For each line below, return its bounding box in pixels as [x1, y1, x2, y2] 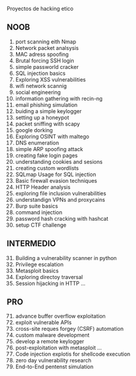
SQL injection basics [15, 70, 66, 77]
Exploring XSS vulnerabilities [15, 76, 86, 83]
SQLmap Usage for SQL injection [15, 171, 97, 178]
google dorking [15, 126, 53, 133]
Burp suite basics [15, 202, 58, 209]
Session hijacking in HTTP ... [15, 280, 86, 287]
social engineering [15, 89, 61, 96]
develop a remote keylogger [15, 338, 85, 345]
